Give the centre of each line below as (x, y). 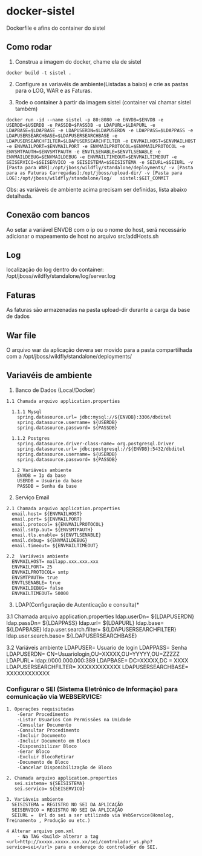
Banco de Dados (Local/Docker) (55, 390)
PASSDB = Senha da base (47, 486)
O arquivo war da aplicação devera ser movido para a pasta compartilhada (99, 350)
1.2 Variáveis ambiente (41, 470)
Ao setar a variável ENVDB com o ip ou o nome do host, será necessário (96, 229)
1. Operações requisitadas (40, 709)
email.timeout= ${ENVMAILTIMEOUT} (55, 545)
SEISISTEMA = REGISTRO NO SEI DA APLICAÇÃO (67, 805)
